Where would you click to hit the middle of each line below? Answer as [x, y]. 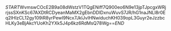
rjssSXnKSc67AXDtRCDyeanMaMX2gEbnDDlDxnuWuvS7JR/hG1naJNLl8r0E [85, 12]
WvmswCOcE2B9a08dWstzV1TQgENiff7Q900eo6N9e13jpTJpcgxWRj [93, 7]
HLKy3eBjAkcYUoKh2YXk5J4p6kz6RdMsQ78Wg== [60, 23]
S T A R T [13, 7]
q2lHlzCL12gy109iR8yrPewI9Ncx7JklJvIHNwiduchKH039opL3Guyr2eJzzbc [85, 18]
